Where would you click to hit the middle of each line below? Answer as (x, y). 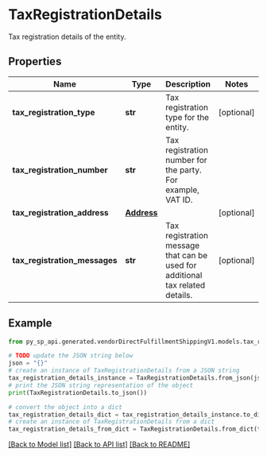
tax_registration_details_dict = (64, 415)
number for (187, 160)
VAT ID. (179, 199)
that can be (187, 255)
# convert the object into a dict (66, 407)
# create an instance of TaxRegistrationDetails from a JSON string (124, 371)
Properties (35, 62)
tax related (186, 285)
